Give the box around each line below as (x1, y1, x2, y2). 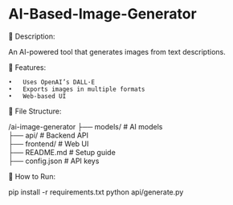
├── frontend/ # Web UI (8, 138, 89, 149)
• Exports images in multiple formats (8, 85, 146, 93)
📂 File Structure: (8, 106, 62, 116)
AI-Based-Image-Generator (8, 5, 197, 23)
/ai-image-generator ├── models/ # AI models (8, 121, 163, 131)
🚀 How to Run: (8, 171, 56, 181)
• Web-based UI (8, 92, 67, 100)
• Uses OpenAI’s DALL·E (8, 78, 95, 86)
